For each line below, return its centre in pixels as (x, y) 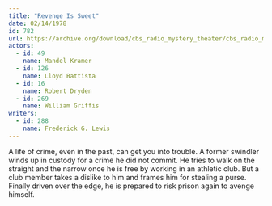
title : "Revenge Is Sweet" (54, 16)
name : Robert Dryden (57, 91)
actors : (21, 46)
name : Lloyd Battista (59, 76)
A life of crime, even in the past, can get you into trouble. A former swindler (134, 151)
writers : (23, 114)
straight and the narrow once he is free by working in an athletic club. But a (134, 168)
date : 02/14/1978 (38, 23)
